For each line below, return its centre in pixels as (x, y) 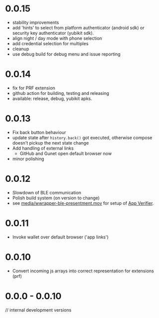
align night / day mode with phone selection (57, 38)
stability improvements (36, 22)
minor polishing (28, 159)
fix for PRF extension (34, 88)
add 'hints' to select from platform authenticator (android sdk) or (78, 27)
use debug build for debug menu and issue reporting (66, 54)
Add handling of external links (43, 148)
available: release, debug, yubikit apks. (52, 98)
